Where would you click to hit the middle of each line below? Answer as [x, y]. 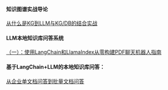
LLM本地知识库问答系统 [35, 38]
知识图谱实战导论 [27, 9]
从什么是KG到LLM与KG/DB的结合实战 [52, 23]
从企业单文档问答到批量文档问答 [45, 81]
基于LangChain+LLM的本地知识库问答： [56, 67]
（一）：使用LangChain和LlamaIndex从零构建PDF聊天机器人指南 [84, 52]
